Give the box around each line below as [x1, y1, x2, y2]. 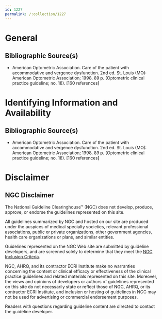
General [5, 32, 38, 44]
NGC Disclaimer [5, 191, 54, 199]
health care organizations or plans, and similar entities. [5, 234, 114, 240]
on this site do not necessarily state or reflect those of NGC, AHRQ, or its [5, 284, 150, 289]
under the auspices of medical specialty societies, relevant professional [5, 223, 149, 229]
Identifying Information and [5, 97, 118, 108]
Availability [5, 107, 51, 118]
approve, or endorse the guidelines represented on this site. [5, 209, 125, 215]
